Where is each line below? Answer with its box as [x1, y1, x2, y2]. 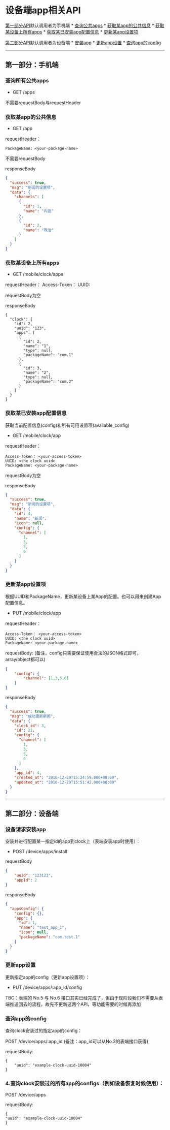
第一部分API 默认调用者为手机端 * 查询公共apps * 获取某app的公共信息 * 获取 [5, 22, 164, 28]
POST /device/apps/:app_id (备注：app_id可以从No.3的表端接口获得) [5, 1039, 149, 1045]
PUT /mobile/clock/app [12, 610, 61, 616]
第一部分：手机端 [5, 60, 59, 69]
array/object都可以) [5, 656, 46, 662]
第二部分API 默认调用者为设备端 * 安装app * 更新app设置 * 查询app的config [5, 39, 161, 46]
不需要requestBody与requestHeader [5, 100, 81, 106]
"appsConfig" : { [10, 906, 44, 911]
